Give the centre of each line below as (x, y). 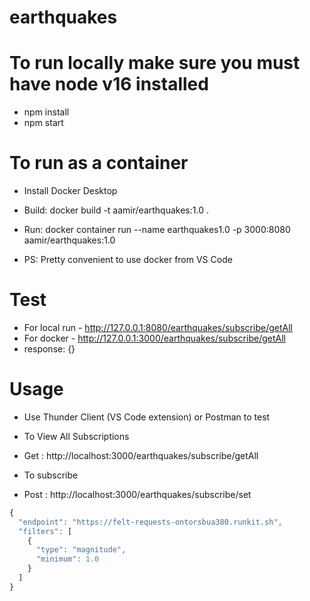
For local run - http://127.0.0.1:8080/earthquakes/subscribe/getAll (158, 327)
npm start (43, 123)
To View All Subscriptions (76, 436)
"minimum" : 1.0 (67, 559)
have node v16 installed (109, 84)
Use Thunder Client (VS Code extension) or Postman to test (147, 417)
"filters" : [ (45, 531)
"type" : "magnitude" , (81, 550)
